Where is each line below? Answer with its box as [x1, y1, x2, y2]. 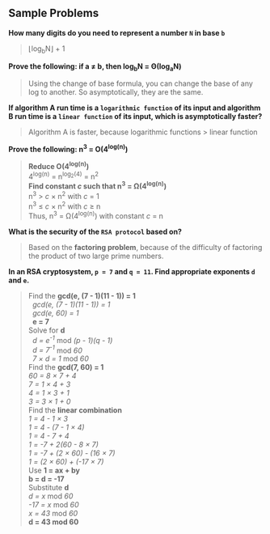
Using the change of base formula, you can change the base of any [27, 78, 253, 88]
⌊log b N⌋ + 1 [27, 44, 65, 55]
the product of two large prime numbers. [27, 251, 164, 261]
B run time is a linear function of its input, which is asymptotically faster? [8, 112, 263, 121]
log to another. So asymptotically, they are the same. [27, 87, 204, 97]
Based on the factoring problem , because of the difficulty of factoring [27, 243, 263, 252]
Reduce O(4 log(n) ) [27, 160, 90, 171]
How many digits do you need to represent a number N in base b [8, 28, 226, 37]
